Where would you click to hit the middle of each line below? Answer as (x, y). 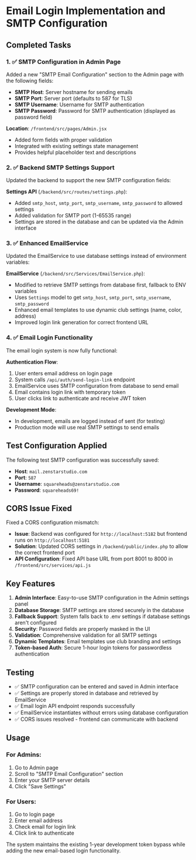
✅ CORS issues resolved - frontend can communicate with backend (96, 719)
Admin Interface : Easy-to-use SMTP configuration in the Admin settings (102, 598)
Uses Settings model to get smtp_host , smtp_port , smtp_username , (93, 297)
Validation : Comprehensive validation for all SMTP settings (86, 635)
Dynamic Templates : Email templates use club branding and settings (98, 641)
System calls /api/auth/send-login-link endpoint (75, 379)
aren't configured (35, 623)
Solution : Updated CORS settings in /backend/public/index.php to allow (101, 546)
